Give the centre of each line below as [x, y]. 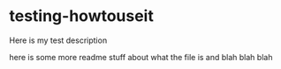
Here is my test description [58, 40]
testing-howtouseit [82, 16]
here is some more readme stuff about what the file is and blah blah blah [141, 57]
